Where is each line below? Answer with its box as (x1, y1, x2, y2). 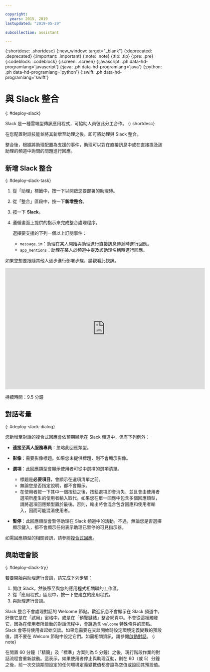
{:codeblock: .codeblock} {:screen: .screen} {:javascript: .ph (5, 58, 129, 65)
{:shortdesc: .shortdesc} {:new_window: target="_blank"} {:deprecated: (5, 48, 152, 54)
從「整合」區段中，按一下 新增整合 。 (12, 198, 87, 204)
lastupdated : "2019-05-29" (5, 21, 61, 26)
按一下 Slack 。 (12, 209, 43, 215)
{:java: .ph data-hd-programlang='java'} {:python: (59, 64, 162, 70)
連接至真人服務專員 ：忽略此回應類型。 (12, 444, 91, 450)
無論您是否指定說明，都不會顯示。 (19, 482, 90, 489)
